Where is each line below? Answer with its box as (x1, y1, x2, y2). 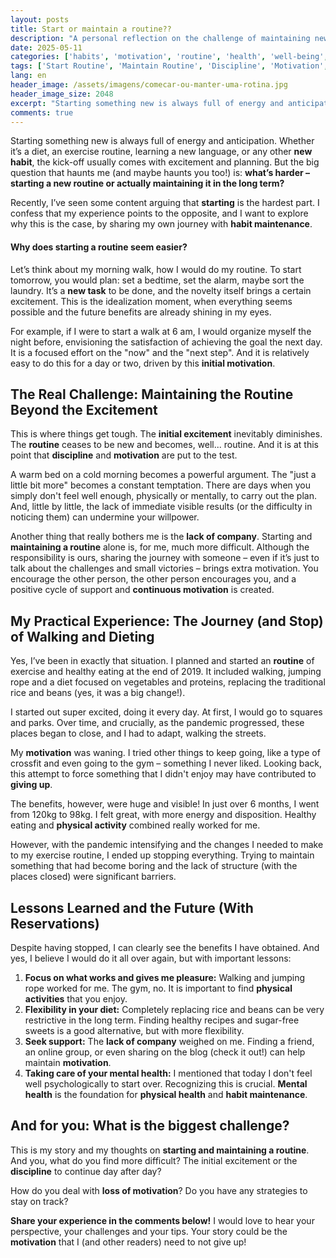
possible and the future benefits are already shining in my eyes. (10, 306, 272, 318)
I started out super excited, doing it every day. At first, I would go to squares (10, 706, 323, 718)
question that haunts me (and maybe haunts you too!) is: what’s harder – (10, 167, 311, 179)
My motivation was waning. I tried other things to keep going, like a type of (10, 747, 321, 759)
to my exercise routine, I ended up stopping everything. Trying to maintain (10, 849, 315, 861)
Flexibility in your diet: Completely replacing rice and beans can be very (24, 1004, 325, 1016)
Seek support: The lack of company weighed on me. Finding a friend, (24, 1036, 315, 1048)
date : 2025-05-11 (10, 42, 83, 53)
